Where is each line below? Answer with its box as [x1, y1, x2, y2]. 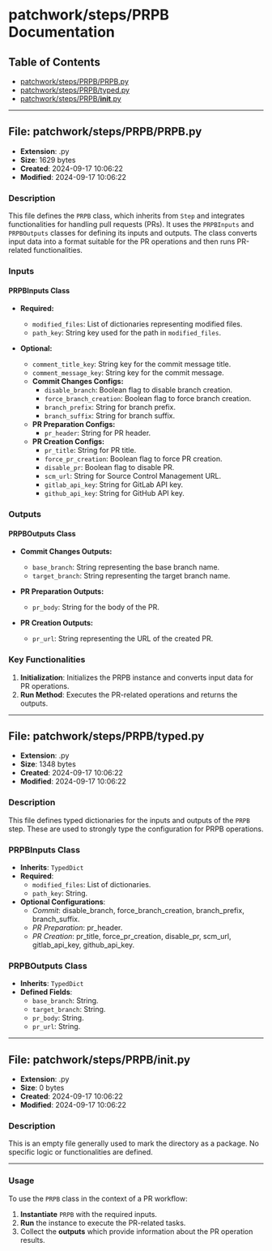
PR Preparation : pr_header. [32, 923, 123, 933]
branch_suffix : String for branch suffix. [44, 411, 176, 421]
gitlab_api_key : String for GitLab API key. [44, 480, 184, 489]
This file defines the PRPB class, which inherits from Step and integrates [8, 211, 245, 220]
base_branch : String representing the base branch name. [32, 562, 220, 572]
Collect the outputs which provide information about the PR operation [19, 1226, 253, 1236]
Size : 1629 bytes [19, 155, 76, 164]
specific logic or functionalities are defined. [8, 1147, 154, 1157]
